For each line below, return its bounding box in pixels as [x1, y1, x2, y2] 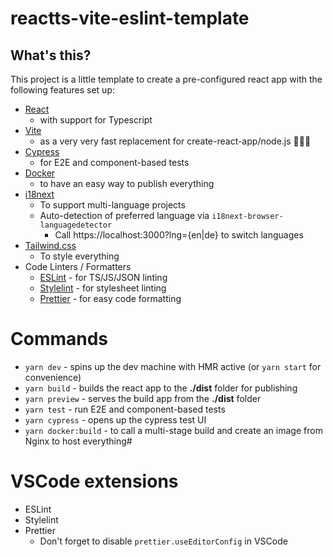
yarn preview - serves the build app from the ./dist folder [24, 392, 262, 404]
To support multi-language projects [39, 199, 186, 211]
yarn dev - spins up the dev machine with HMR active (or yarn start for [24, 360, 322, 372]
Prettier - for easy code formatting [39, 293, 182, 304]
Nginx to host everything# [24, 435, 133, 447]
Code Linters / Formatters [24, 261, 132, 272]
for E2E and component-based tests [39, 157, 190, 168]
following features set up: [10, 84, 116, 96]
